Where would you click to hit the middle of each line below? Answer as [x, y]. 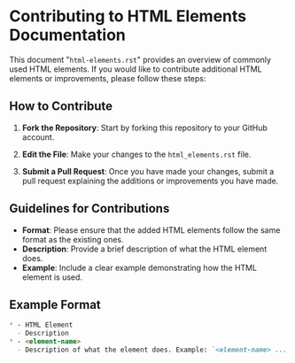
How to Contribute [61, 107]
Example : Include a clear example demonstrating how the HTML [140, 267]
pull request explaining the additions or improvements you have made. [150, 181]
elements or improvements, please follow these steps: [108, 78]
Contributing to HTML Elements [128, 16]
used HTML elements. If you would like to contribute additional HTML [136, 69]
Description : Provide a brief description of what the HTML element [144, 249]
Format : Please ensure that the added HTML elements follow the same [151, 230]
